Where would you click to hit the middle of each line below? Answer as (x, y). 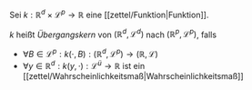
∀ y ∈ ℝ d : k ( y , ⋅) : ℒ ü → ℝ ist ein (84, 65)
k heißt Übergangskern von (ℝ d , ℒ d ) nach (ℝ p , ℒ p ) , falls (113, 34)
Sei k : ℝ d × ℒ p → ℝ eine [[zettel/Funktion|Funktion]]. (109, 14)
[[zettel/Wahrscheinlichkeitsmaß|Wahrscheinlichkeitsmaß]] (133, 75)
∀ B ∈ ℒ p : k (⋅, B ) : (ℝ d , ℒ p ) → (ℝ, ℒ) (91, 53)
